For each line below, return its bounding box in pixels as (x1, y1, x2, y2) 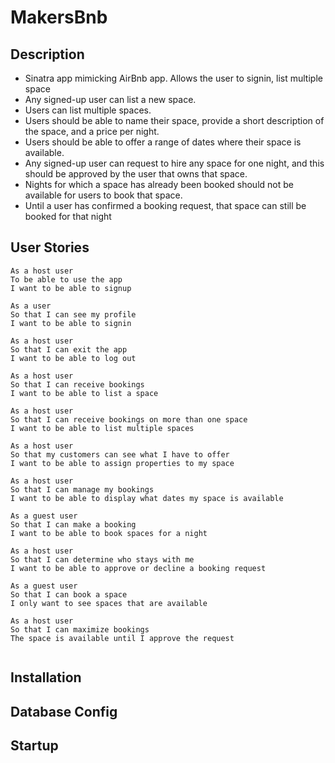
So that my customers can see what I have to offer (10, 449, 230, 460)
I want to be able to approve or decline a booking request (10, 563, 267, 573)
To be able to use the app (10, 274, 123, 285)
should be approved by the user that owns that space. (24, 168, 248, 180)
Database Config (10, 703, 118, 720)
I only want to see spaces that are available (10, 598, 208, 608)
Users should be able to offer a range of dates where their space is (24, 136, 302, 148)
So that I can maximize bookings (10, 624, 150, 635)
